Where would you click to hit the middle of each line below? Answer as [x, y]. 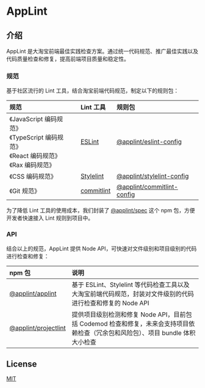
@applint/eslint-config [149, 142]
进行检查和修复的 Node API [110, 303]
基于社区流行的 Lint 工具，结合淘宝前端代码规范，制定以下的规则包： [93, 91]
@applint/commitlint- [147, 187]
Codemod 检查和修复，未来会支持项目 [134, 324]
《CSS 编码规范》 [33, 177]
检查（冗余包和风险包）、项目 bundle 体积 [137, 333]
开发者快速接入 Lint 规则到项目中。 [50, 218]
